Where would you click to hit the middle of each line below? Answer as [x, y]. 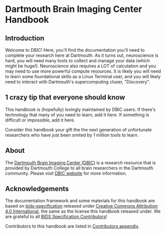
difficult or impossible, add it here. [40, 120]
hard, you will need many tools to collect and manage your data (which [78, 60]
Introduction [25, 38]
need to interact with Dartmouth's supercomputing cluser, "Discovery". [78, 82]
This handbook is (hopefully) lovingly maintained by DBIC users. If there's [81, 109]
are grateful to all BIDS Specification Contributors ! [56, 217]
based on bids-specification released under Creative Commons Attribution [82, 206]
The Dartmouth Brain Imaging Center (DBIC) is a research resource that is [81, 162]
